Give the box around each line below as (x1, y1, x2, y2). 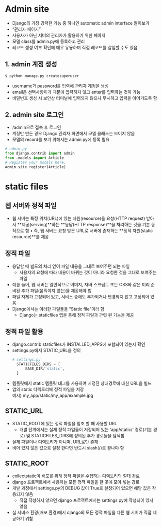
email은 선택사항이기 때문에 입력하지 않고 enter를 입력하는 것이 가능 (12, 89, 141, 95)
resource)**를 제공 (12, 234, 49, 239)
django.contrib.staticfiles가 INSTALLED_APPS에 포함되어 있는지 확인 (12, 341, 146, 347)
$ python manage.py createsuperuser (5, 73, 79, 78)
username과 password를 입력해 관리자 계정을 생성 (12, 83, 109, 89)
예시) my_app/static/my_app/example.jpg (12, 392, 94, 398)
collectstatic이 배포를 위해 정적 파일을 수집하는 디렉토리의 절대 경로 (12, 473, 140, 479)
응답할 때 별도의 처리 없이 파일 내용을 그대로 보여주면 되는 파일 (12, 263, 130, 269)
